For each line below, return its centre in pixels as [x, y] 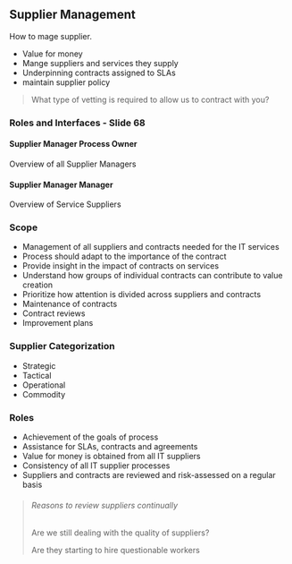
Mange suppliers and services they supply [100, 63]
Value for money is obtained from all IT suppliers [111, 457]
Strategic [39, 365]
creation [38, 285]
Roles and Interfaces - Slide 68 [77, 123]
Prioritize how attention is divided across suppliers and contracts [142, 295]
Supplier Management [72, 15]
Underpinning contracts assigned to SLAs [99, 73]
